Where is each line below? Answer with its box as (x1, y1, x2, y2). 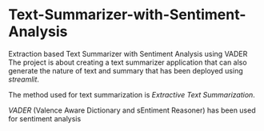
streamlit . (8, 74, 40, 84)
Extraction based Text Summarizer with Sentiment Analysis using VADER (8, 49, 248, 58)
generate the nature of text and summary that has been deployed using (8, 65, 243, 75)
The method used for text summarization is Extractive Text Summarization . (8, 89, 256, 99)
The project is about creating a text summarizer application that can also (8, 58, 247, 67)
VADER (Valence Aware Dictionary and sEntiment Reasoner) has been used (8, 105, 256, 115)
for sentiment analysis (8, 113, 82, 123)
